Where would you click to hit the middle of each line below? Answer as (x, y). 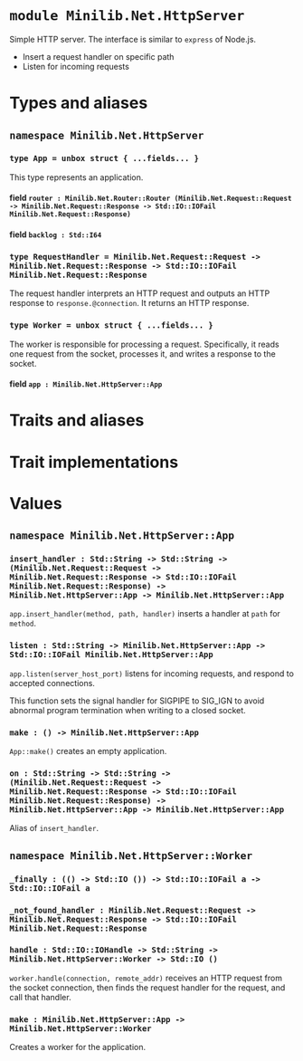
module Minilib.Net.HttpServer (127, 16)
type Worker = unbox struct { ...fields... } (112, 325)
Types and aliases (79, 103)
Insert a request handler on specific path (98, 56)
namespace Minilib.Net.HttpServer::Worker (131, 855)
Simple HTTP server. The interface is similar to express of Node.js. (133, 39)
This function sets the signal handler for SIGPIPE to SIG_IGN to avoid (137, 701)
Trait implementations (94, 462)
